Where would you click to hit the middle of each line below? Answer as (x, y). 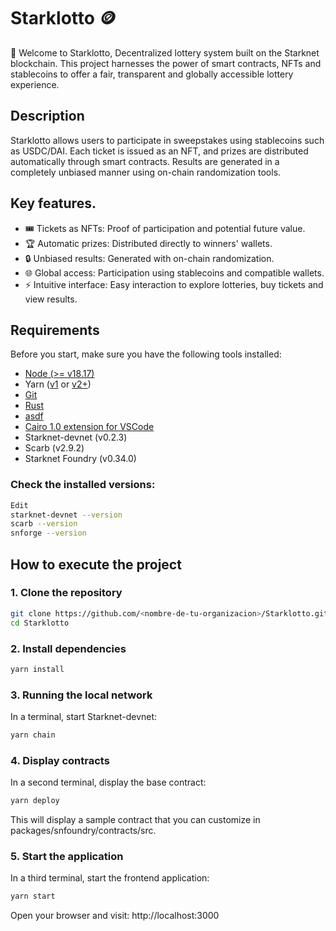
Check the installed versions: (83, 485)
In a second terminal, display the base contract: (108, 782)
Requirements (55, 330)
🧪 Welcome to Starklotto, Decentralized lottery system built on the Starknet (165, 52)
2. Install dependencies (68, 648)
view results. (51, 299)
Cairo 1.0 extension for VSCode (89, 427)
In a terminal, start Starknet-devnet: (84, 717)
